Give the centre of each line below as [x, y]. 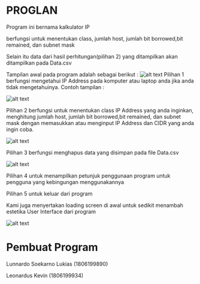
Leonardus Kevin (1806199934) [45, 275]
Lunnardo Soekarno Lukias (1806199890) [57, 264]
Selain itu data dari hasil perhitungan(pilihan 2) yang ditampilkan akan [92, 56]
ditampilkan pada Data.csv [39, 63]
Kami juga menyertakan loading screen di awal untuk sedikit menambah [95, 205]
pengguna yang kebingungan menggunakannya [65, 182]
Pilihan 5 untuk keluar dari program [49, 193]
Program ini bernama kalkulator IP [48, 27]
